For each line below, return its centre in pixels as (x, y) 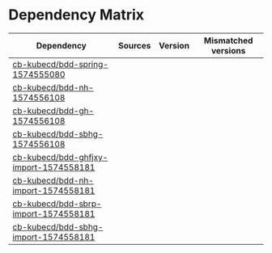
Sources (134, 45)
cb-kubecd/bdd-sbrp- (57, 204)
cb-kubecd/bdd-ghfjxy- (60, 157)
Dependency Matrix (76, 15)
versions (228, 50)
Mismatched (228, 40)
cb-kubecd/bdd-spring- (61, 64)
